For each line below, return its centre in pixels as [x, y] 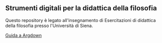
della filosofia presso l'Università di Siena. [49, 25]
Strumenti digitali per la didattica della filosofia [81, 8]
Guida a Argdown [24, 35]
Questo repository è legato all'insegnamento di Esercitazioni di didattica [81, 20]
